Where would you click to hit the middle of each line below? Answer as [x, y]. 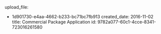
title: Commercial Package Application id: [54, 22]
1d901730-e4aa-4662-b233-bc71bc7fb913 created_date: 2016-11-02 [83, 17]
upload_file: [16, 7]
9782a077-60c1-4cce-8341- [127, 22]
